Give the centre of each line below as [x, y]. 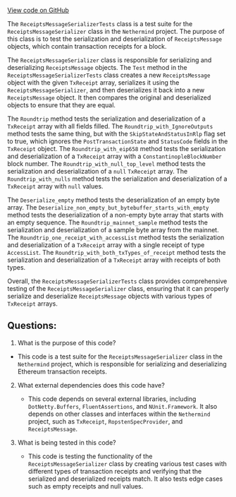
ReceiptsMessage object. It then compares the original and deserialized [109, 97]
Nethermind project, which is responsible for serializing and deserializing [122, 364]
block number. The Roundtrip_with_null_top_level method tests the [106, 164]
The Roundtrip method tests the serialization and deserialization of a [106, 119]
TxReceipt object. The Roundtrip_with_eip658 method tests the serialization [117, 149]
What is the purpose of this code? [67, 342]
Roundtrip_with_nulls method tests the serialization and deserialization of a [117, 179]
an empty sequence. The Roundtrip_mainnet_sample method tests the [107, 222]
